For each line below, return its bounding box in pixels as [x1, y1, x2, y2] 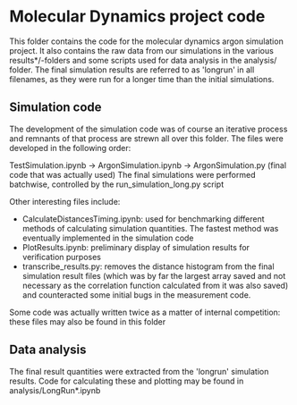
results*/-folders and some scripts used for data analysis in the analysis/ [9, 55, 277, 65]
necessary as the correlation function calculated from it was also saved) [21, 280, 289, 291]
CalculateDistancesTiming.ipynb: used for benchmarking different [21, 213, 265, 224]
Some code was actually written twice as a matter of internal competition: [9, 307, 281, 317]
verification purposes [21, 251, 101, 262]
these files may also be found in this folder [9, 316, 166, 327]
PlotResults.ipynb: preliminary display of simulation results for [21, 241, 250, 252]
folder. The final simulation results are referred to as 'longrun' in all [9, 64, 255, 75]
